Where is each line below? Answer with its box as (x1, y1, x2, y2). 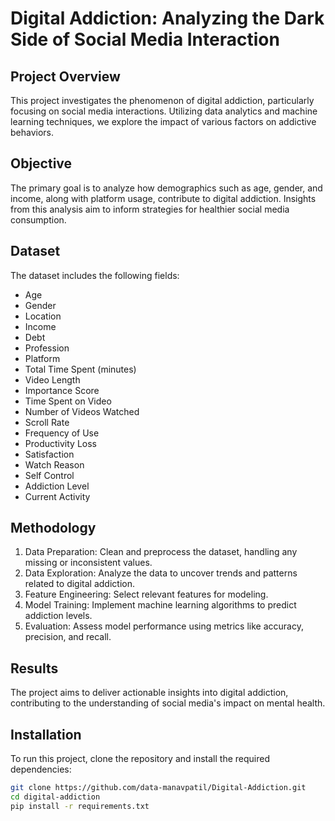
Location (24, 310, 62, 322)
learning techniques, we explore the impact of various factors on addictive (10, 116, 317, 127)
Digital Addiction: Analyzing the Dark (10, 7, 325, 30)
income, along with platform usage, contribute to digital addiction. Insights (10, 192, 317, 204)
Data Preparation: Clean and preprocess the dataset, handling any (24, 546, 298, 558)
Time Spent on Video (24, 395, 112, 407)
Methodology (10, 520, 97, 537)
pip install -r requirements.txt (10, 801, 150, 811)
